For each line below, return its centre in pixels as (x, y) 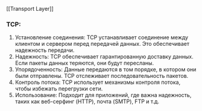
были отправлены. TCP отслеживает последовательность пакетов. (102, 76)
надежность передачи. (45, 50)
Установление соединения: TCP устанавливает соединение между (102, 37)
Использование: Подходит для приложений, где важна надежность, (103, 95)
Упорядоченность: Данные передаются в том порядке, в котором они (106, 69)
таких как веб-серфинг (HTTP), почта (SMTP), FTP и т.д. (87, 101)
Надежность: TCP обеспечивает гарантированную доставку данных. (104, 57)
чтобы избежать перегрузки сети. (59, 89)
